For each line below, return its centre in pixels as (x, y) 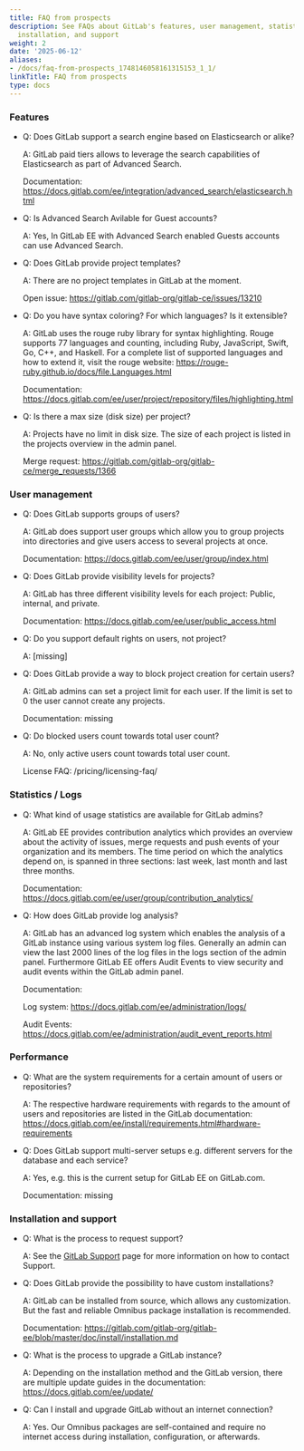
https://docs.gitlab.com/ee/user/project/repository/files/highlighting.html (158, 399)
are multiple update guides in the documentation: (114, 1382)
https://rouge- (202, 362)
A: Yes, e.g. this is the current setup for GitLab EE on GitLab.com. (143, 1177)
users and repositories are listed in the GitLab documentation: (138, 1113)
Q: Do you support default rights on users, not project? (124, 639)
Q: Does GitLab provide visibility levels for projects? (119, 576)
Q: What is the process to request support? (103, 1239)
